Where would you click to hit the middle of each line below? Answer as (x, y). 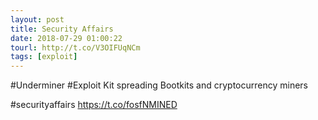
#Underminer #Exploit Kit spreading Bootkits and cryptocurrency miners (159, 85)
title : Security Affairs (62, 29)
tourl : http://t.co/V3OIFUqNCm (75, 47)
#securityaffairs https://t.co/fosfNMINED (94, 105)
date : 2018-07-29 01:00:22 (66, 38)
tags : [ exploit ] (44, 57)
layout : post (37, 19)
